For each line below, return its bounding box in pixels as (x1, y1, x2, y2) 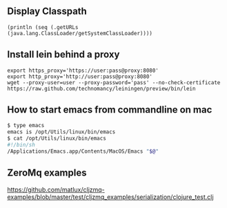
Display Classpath (7, 6, 88, 17)
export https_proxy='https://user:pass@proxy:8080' (7, 67, 159, 74)
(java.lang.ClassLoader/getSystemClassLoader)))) (7, 30, 153, 37)
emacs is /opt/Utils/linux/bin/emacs (7, 129, 116, 135)
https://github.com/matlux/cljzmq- (7, 185, 105, 193)
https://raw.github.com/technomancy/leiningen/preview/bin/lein (7, 85, 196, 92)
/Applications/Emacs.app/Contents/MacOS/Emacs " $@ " (7, 148, 159, 155)
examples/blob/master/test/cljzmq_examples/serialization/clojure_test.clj (7, 193, 214, 201)
